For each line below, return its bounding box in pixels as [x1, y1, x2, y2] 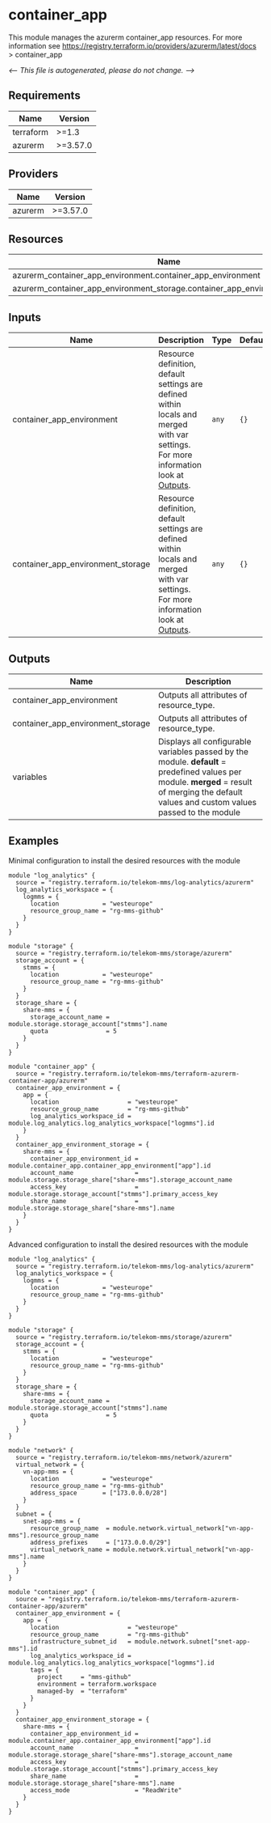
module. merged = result [158, 777, 252, 787]
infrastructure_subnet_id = [29, 1637, 131, 1646]
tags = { [29, 1665, 60, 1674]
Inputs [8, 310, 42, 324]
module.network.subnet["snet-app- [134, 1637, 251, 1646]
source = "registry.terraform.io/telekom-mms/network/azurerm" [15, 1453, 232, 1461]
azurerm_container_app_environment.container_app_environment [12, 269, 261, 281]
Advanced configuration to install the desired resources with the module [8, 1240, 248, 1249]
